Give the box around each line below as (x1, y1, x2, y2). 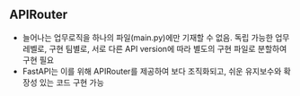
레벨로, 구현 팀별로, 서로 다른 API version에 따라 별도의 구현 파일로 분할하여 (22, 43, 287, 54)
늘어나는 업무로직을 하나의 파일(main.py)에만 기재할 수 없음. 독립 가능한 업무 (22, 31, 290, 43)
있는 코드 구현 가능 (39, 76, 105, 88)
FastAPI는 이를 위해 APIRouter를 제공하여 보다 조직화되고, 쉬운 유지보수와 (22, 65, 282, 76)
